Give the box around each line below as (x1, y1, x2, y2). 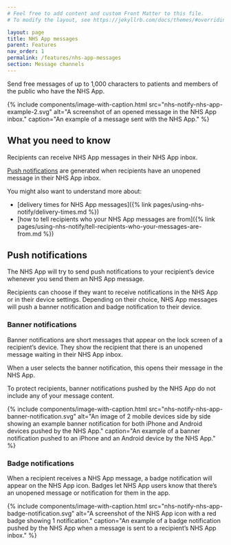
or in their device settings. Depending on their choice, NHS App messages (7, 296, 218, 304)
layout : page (7, 29, 45, 36)
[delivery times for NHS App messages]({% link (16, 200, 152, 208)
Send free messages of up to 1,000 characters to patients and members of (7, 80, 219, 88)
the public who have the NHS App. (7, 87, 105, 95)
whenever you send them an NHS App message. (7, 275, 145, 283)
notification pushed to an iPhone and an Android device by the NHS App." (7, 434, 216, 442)
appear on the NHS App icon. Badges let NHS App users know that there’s (7, 481, 217, 489)
